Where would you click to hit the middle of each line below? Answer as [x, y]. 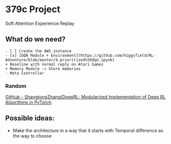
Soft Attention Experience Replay [40, 23]
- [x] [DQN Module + [27, 55]
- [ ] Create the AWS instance [38, 51]
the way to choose [32, 136]
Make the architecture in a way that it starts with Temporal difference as [88, 130]
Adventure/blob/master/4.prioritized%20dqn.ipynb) [60, 60]
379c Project [33, 9]
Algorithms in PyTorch [28, 102]
